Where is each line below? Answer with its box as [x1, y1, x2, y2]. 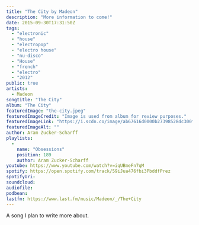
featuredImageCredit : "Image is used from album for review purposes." [6, 113, 187, 119]
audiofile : [6, 185, 33, 191]
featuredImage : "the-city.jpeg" [6, 108, 86, 114]
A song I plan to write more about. [6, 212, 89, 219]
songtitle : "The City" [6, 97, 62, 102]
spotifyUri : [6, 174, 36, 180]
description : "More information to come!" [6, 14, 113, 20]
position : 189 [17, 152, 52, 157]
